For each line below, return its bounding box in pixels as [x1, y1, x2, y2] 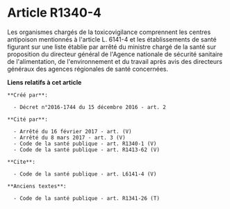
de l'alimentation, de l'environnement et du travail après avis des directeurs [7, 57, 222, 65]
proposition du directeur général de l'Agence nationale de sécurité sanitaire [7, 50, 223, 58]
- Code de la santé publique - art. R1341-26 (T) [13, 194, 160, 202]
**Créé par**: [7, 92, 49, 99]
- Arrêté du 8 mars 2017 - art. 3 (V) [13, 134, 126, 141]
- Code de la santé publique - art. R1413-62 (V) [13, 146, 160, 153]
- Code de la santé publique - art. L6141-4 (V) [13, 170, 157, 178]
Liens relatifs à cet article [7, 78, 82, 86]
